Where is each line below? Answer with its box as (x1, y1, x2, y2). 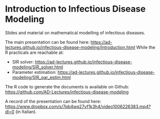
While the (136, 44, 156, 50)
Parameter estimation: (12, 69, 57, 75)
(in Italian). (15, 108, 37, 115)
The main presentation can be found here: (5, 39, 90, 45)
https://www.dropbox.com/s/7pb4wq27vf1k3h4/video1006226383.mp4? (5, 103, 151, 109)
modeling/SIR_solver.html (12, 64, 63, 70)
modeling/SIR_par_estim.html (12, 74, 71, 80)
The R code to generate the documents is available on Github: (5, 84, 129, 89)
